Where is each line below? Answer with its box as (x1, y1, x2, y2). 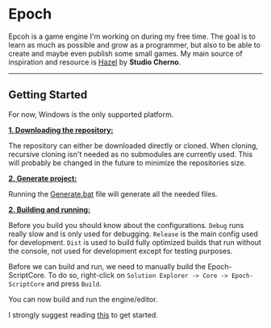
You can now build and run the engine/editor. (8, 294, 158, 304)
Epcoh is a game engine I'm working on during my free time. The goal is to (8, 31, 256, 41)
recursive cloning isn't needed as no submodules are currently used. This (8, 149, 253, 159)
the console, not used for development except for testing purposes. (8, 246, 233, 255)
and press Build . (46, 279, 102, 289)
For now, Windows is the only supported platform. (8, 110, 174, 119)
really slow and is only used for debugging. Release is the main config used (8, 229, 258, 239)
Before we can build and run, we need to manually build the (8, 261, 206, 271)
